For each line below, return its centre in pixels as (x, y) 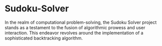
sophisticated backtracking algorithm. (44, 38)
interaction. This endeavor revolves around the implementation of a (74, 33)
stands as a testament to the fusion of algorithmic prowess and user (75, 27)
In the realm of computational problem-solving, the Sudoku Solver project (81, 22)
